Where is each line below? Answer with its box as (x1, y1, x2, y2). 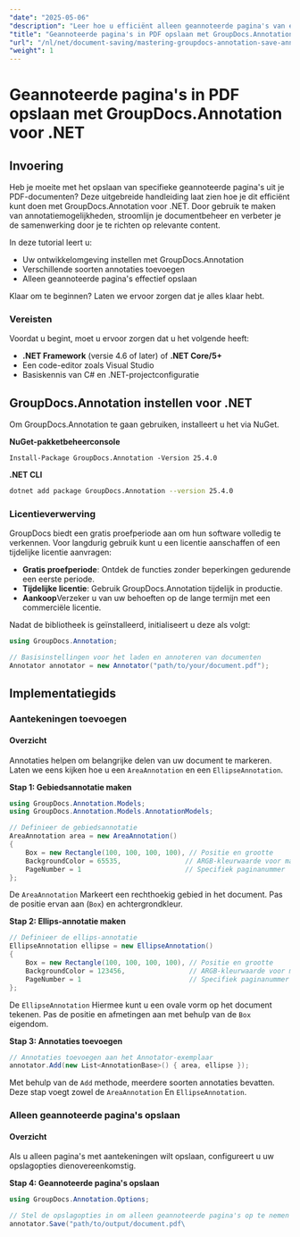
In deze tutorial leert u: (9, 238, 92, 248)
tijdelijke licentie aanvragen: (9, 547, 112, 558)
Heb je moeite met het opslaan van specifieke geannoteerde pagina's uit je (9, 182, 285, 193)
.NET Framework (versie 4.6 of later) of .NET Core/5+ (21, 350, 222, 362)
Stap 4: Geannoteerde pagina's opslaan (9, 1178, 160, 1189)
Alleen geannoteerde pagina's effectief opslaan (21, 273, 197, 284)
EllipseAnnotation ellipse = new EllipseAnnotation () (9, 941, 214, 951)
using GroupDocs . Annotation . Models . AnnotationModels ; (9, 807, 214, 816)
